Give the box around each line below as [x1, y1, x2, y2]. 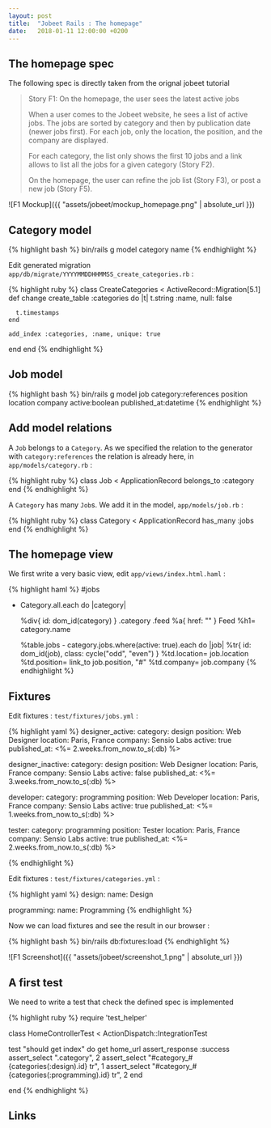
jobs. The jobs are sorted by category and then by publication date [28, 118, 251, 128]
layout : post [8, 11, 53, 20]
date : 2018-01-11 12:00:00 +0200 [8, 27, 129, 35]
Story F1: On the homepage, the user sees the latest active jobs [28, 94, 240, 104]
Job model [8, 367, 63, 381]
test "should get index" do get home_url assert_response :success [8, 1045, 231, 1054]
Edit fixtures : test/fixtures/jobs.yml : [8, 711, 139, 721]
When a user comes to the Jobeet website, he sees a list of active [28, 110, 248, 120]
